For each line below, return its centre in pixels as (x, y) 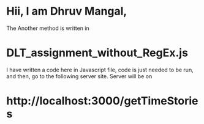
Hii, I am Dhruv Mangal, (67, 11)
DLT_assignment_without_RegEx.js (97, 53)
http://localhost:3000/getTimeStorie (102, 101)
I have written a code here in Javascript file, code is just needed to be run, (100, 70)
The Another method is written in (48, 28)
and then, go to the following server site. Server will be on (79, 76)
